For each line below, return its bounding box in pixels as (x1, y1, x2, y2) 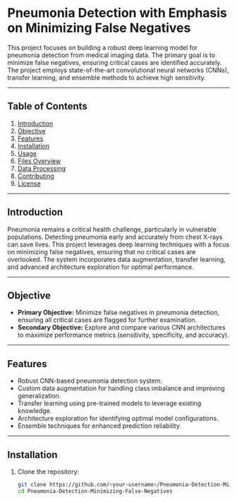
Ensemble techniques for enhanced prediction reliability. (17, 422, 182, 430)
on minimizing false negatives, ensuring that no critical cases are (7, 247, 196, 256)
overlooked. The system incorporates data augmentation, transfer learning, (7, 255, 226, 263)
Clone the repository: (17, 467, 80, 476)
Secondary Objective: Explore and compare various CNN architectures (17, 323, 226, 332)
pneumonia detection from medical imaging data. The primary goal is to (7, 51, 216, 59)
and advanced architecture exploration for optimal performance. (7, 263, 194, 271)
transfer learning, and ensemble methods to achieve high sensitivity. (7, 73, 206, 82)
